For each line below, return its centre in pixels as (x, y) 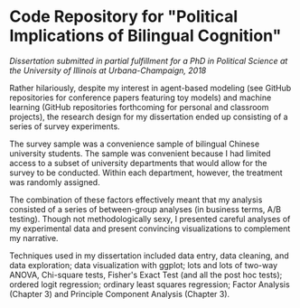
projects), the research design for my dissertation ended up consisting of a (149, 117)
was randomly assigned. (55, 182)
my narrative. (34, 238)
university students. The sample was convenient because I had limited (140, 153)
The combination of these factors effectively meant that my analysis (136, 200)
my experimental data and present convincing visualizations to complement (150, 229)
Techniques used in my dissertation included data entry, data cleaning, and (149, 256)
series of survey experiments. (65, 126)
